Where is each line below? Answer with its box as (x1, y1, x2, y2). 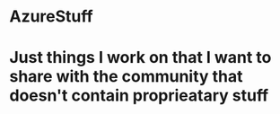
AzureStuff (9, 6, 93, 27)
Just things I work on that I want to (9, 48, 272, 68)
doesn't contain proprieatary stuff (9, 85, 269, 106)
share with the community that (9, 66, 244, 87)
